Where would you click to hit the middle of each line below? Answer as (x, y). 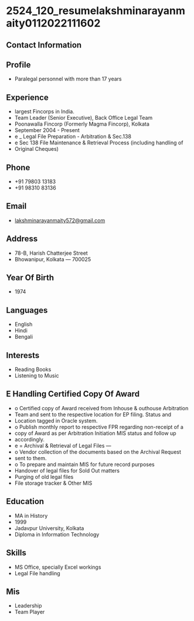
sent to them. (30, 458)
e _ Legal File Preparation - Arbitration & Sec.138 (73, 137)
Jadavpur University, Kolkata (49, 528)
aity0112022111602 (53, 23)
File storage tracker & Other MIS (53, 483)
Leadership (28, 606)
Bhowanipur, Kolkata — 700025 (53, 259)
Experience (27, 97)
